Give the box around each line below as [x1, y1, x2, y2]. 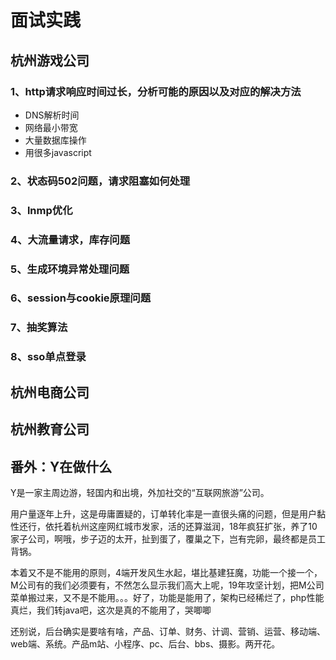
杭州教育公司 [10, 421, 90, 438]
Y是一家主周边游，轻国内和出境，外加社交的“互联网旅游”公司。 [10, 486, 270, 498]
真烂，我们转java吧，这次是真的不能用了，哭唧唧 [10, 604, 212, 616]
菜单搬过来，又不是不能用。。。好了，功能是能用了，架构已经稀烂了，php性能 [10, 591, 325, 603]
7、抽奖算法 [10, 321, 68, 335]
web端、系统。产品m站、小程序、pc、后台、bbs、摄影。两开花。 [10, 637, 281, 650]
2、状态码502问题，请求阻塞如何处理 [10, 174, 191, 188]
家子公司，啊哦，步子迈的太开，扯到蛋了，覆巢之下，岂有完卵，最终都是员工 [10, 532, 326, 545]
